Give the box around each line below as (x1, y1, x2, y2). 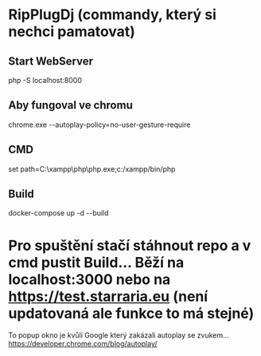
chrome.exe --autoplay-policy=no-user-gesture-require (8, 120, 191, 129)
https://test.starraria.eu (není (8, 287, 208, 305)
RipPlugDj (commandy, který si (8, 6, 217, 24)
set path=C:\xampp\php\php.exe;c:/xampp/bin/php (8, 164, 176, 173)
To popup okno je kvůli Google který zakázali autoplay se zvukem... (8, 330, 229, 340)
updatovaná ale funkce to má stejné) (8, 304, 255, 322)
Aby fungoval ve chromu (8, 98, 133, 113)
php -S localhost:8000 (8, 76, 82, 85)
